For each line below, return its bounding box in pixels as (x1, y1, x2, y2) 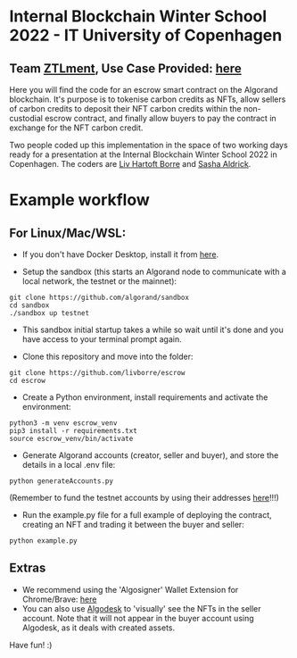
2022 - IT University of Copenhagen (9, 25, 283, 46)
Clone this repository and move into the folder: (21, 351, 194, 362)
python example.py (9, 537, 78, 546)
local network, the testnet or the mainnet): (21, 276, 177, 287)
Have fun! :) (9, 639, 53, 650)
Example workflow (9, 190, 150, 211)
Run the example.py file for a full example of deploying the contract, (21, 510, 272, 520)
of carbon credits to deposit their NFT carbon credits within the (9, 104, 243, 113)
